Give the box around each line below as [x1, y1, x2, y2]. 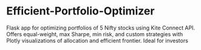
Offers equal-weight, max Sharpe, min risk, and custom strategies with [6, 30, 183, 37]
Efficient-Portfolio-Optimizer [6, 4, 155, 18]
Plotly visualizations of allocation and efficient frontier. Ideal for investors [6, 37, 188, 44]
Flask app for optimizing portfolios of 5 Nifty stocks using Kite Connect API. [6, 24, 196, 31]
